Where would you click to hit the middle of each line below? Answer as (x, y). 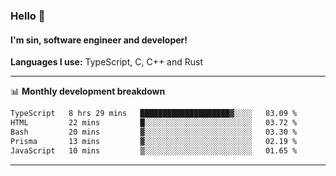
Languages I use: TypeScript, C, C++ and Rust (106, 62)
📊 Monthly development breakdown (88, 91)
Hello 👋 (28, 16)
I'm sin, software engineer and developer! (99, 40)
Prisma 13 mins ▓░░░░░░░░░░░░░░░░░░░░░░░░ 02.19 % (154, 141)
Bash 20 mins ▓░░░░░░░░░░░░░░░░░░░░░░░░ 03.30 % (154, 132)
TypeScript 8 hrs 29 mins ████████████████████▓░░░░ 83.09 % (154, 114)
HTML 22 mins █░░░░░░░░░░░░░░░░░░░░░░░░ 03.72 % (154, 123)
